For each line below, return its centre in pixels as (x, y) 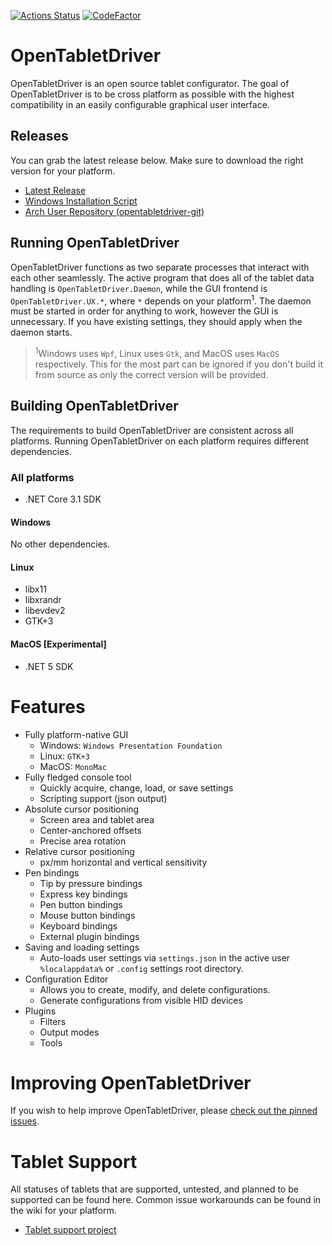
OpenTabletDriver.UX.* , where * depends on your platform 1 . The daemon (161, 300)
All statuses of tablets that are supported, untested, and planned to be (154, 1189)
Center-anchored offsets (90, 830)
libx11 (35, 589)
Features (48, 706)
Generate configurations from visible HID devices (141, 1000)
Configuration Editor (66, 979)
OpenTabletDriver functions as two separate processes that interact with (160, 267)
